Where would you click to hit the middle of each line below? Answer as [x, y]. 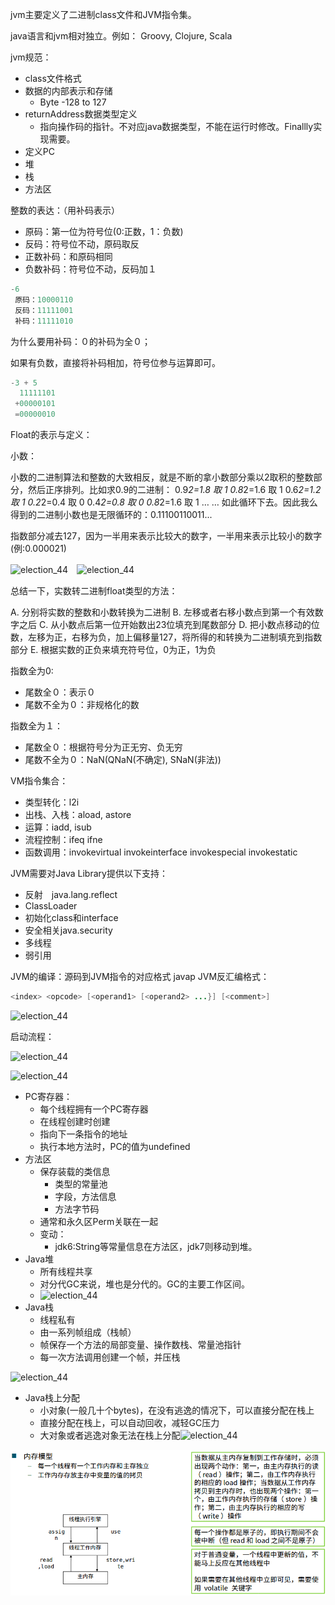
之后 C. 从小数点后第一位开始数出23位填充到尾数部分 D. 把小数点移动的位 [169, 624]
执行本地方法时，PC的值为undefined [115, 1146]
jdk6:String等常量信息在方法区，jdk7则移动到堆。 [156, 1246]
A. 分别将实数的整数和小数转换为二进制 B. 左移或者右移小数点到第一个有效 [162, 612]
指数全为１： [36, 726]
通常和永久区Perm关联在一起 [99, 1221]
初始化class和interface [71, 917]
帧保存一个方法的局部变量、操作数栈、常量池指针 [140, 1344]
